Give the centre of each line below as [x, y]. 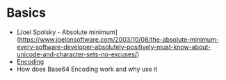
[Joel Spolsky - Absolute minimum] [67, 32]
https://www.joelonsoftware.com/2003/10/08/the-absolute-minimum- [119, 39]
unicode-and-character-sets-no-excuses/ [76, 54]
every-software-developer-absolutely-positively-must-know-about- [114, 47]
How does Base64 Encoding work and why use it [87, 69]
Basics [26, 13]
